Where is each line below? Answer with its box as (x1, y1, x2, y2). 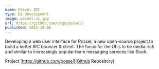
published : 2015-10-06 (5, 25, 51, 30)
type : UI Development (5, 12, 49, 17)
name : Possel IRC (5, 7, 40, 12)
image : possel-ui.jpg (5, 16, 49, 21)
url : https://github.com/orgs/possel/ (5, 20, 84, 26)
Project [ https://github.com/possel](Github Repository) (5, 58, 115, 64)
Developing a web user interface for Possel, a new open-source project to (5, 38, 153, 44)
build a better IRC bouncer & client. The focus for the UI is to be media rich (5, 44, 155, 50)
